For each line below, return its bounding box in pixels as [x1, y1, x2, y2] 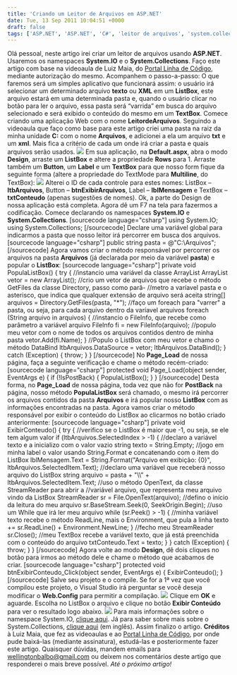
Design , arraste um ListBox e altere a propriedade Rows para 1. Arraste [7, 155, 216, 164]
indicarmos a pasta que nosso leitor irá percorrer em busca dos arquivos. [7, 231, 221, 240]
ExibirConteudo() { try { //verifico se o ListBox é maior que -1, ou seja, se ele [7, 426, 229, 434]
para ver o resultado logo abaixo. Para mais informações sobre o [7, 607, 205, 616]
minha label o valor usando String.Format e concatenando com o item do [7, 449, 219, 457]
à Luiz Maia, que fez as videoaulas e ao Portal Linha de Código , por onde [7, 630, 220, 638]
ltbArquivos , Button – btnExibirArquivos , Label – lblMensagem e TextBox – [7, 186, 228, 195]
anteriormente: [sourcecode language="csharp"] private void [7, 418, 186, 427]
